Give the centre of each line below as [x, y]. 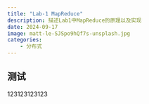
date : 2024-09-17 [33, 27]
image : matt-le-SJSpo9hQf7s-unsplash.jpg [69, 33]
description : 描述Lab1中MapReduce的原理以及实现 [74, 20]
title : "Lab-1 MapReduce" [45, 14]
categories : [25, 40]
